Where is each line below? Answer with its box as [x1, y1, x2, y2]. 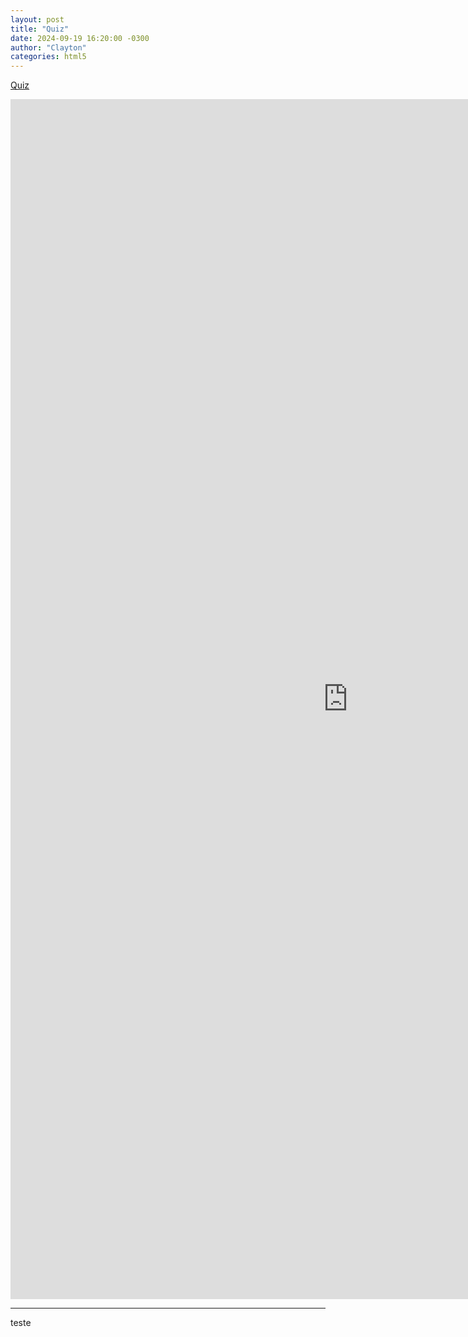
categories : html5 [10, 52, 87, 62]
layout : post [10, 14, 65, 25]
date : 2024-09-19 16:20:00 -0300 [10, 33, 150, 43]
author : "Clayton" [10, 42, 87, 53]
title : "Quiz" [10, 24, 70, 34]
